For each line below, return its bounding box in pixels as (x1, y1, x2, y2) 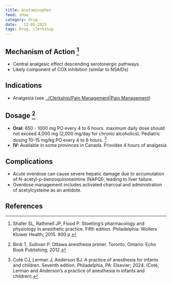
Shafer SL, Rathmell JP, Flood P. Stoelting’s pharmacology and (12, 220, 145, 226)
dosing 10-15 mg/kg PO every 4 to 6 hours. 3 (12, 136, 107, 143)
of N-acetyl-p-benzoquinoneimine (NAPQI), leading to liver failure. (12, 176, 154, 182)
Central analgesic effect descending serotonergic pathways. (12, 61, 140, 67)
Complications (5, 157, 53, 166)
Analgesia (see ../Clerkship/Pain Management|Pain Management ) (12, 94, 151, 101)
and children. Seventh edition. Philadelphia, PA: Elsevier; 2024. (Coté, (12, 262, 160, 268)
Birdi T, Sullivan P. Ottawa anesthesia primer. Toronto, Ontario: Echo (12, 241, 156, 247)
